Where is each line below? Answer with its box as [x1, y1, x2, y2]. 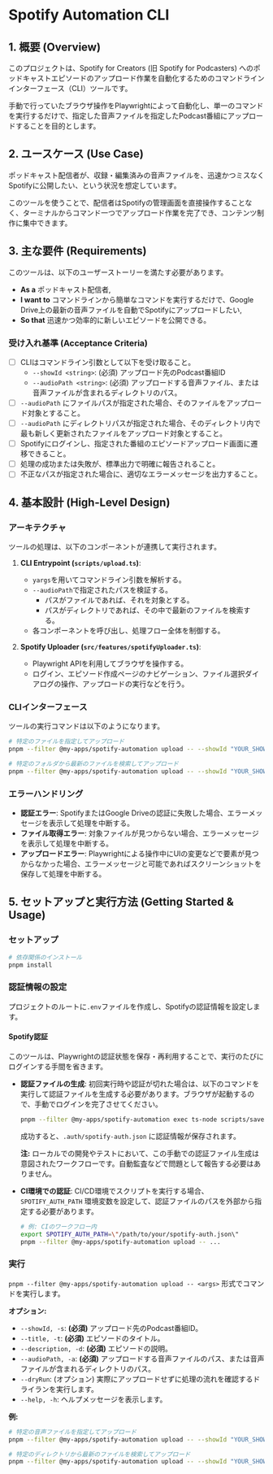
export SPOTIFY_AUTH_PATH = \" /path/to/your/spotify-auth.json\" [19, 1230, 240, 1238]
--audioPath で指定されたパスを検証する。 [32, 585, 173, 594]
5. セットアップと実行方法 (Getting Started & [8, 895, 234, 909]
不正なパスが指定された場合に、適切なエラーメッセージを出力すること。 [19, 469, 262, 479]
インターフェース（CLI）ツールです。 [8, 84, 132, 93]
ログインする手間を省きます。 [8, 1062, 108, 1072]
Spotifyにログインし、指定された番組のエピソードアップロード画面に [19, 439, 251, 449]
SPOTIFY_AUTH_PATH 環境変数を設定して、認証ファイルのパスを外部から [19, 1196, 255, 1206]
